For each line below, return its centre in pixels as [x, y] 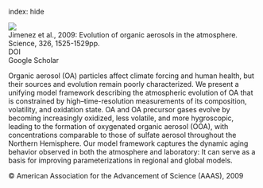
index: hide [27, 12]
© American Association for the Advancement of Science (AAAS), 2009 [126, 176]
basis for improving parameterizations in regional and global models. [120, 160]
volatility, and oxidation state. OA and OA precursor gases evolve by [119, 110]
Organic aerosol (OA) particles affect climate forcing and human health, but [131, 76]
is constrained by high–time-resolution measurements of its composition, [128, 101]
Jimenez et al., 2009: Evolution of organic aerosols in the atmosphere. [123, 35]
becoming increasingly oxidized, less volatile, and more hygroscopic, [121, 118]
